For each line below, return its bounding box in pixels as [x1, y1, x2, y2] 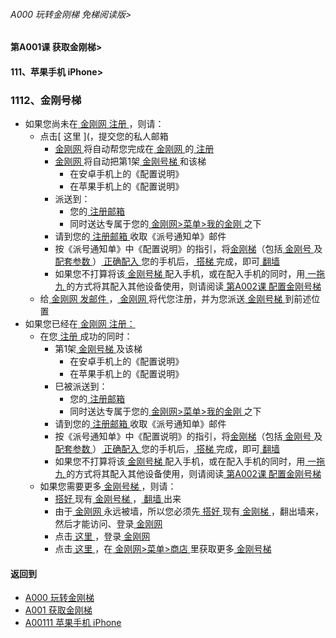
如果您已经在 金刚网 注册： [24, 318, 136, 330]
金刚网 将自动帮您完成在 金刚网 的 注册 [54, 143, 215, 155]
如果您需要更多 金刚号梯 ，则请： [39, 480, 177, 493]
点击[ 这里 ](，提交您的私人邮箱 [39, 130, 169, 143]
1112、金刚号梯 [10, 93, 82, 107]
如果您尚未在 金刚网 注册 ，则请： [24, 118, 165, 130]
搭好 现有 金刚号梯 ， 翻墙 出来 [54, 493, 182, 505]
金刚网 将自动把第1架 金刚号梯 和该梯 [54, 155, 207, 168]
